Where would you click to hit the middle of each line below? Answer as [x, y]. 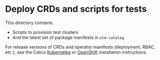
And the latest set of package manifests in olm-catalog [68, 37]
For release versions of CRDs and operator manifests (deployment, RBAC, [80, 47]
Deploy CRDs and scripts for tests [76, 9]
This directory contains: [29, 23]
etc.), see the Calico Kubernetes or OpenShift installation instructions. [76, 52]
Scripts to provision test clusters [45, 32]
